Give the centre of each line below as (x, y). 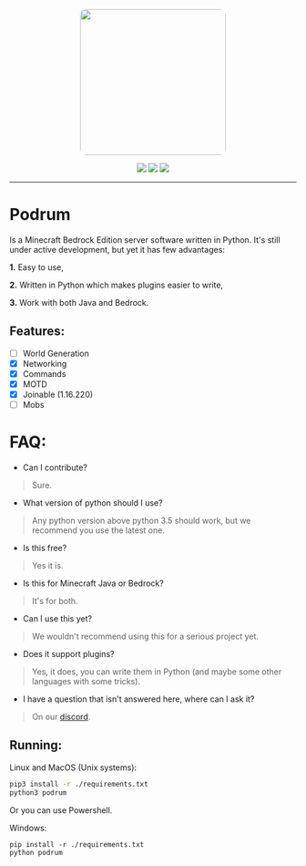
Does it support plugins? (68, 654)
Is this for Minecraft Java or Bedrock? (93, 583)
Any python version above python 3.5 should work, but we (141, 521)
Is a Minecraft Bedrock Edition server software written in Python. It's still (145, 240)
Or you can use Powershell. (61, 810)
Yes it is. (47, 566)
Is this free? (45, 548)
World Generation (56, 353)
